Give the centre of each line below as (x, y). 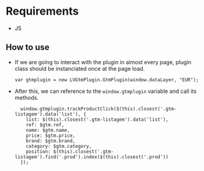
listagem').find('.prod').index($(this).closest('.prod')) (92, 157)
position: (38, 151)
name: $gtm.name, (48, 130)
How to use (28, 47)
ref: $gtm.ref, (45, 125)
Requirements (42, 11)
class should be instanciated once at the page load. (80, 68)
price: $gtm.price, (51, 136)
